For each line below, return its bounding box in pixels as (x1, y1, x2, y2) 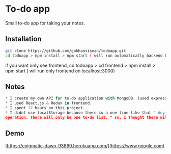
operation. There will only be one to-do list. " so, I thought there (5, 115, 158, 120)
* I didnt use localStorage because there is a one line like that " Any (5, 110, 165, 115)
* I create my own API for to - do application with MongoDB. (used (5, 96, 149, 101)
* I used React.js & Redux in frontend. (5, 100, 93, 106)
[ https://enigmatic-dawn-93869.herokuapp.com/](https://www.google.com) (5, 142, 165, 148)
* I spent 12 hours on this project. (5, 106, 85, 111)
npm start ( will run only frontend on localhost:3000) (5, 67, 116, 74)
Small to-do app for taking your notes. (5, 20, 85, 26)
